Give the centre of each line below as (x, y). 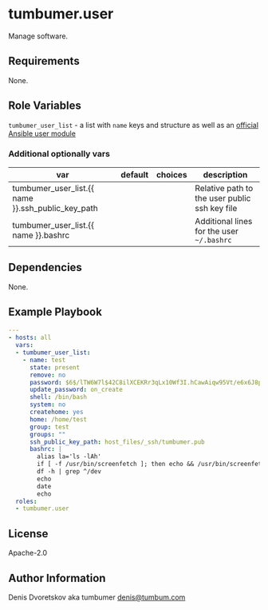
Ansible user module (42, 134)
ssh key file (216, 208)
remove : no (47, 375)
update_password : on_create (76, 390)
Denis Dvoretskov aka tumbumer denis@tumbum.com (97, 597)
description (225, 174)
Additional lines (224, 221)
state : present (55, 367)
